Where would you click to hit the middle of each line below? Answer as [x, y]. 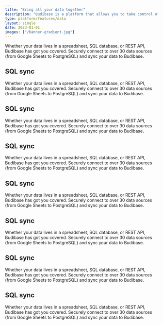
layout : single [20, 23]
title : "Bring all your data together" [45, 9]
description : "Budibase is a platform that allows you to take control [79, 14]
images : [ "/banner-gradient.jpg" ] [40, 32]
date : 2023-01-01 [23, 28]
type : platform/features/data [36, 18]
